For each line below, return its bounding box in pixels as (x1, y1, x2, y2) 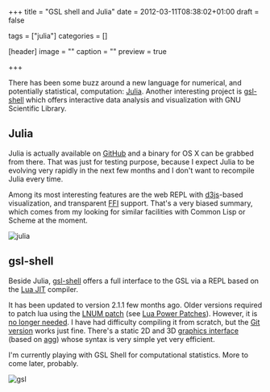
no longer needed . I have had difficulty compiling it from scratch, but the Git (8, 317, 260, 327)
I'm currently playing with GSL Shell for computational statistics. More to (8, 350, 248, 360)
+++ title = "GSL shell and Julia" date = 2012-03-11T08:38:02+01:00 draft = (8, 7, 260, 16)
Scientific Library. (8, 104, 67, 113)
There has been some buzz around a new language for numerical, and (8, 78, 242, 87)
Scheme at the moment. (8, 215, 89, 225)
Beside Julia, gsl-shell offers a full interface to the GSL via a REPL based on (8, 276, 260, 286)
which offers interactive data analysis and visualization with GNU (25, 95, 242, 104)
